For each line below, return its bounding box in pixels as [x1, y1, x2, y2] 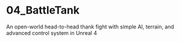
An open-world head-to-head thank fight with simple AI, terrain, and [6, 23, 175, 30]
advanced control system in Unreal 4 [6, 29, 97, 36]
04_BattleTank [6, 4, 80, 17]
